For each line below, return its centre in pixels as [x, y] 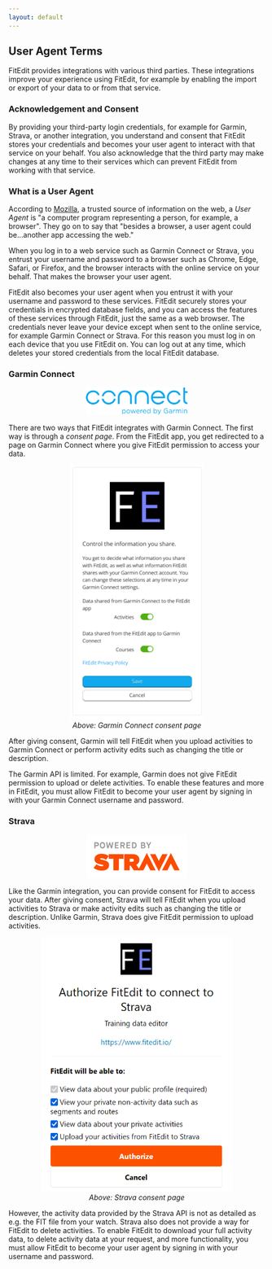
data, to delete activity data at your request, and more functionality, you [128, 1239]
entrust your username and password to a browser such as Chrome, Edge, [134, 260]
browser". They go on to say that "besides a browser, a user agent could [130, 226]
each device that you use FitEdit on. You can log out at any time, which [127, 344]
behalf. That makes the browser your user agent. [90, 277]
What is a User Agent [51, 191]
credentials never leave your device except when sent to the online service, [135, 327]
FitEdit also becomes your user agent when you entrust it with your [121, 292]
